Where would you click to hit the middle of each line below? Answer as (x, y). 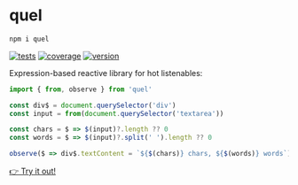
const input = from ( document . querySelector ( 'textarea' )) (117, 113)
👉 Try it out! (32, 171)
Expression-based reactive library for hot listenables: (106, 73)
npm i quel (29, 39)
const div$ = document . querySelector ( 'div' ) (93, 105)
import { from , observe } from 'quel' (81, 89)
